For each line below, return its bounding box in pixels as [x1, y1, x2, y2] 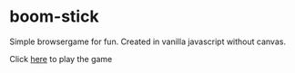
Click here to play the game [9, 53, 113, 64]
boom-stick [9, 6, 99, 27]
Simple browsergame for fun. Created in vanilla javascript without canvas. [9, 36, 287, 47]
